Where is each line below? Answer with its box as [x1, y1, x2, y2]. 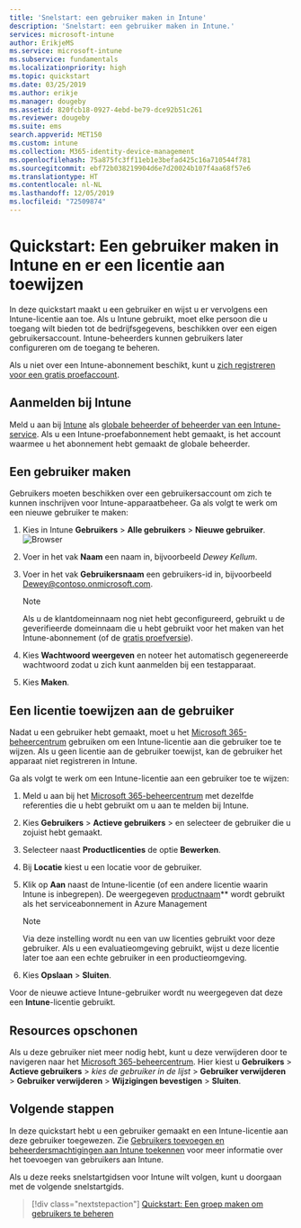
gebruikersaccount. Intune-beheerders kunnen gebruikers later [9, 332, 243, 343]
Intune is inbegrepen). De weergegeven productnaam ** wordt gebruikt [22, 889, 286, 900]
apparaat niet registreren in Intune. [9, 756, 137, 766]
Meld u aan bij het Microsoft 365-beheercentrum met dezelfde [22, 791, 254, 802]
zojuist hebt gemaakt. [22, 827, 103, 838]
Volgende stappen [9, 1101, 115, 1116]
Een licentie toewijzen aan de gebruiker [9, 703, 235, 718]
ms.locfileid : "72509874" [9, 197, 106, 207]
